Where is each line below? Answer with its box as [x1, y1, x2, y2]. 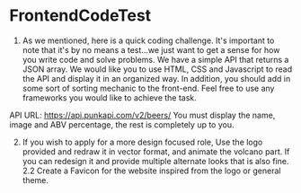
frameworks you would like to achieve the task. [22, 92, 198, 103]
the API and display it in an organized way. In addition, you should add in [22, 73, 291, 83]
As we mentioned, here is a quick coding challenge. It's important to [22, 35, 275, 46]
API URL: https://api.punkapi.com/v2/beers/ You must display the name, [9, 110, 276, 120]
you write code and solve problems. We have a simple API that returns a [22, 54, 289, 65]
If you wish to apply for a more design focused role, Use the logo [22, 136, 263, 147]
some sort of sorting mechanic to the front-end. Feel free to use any [22, 83, 275, 93]
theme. [22, 174, 49, 185]
